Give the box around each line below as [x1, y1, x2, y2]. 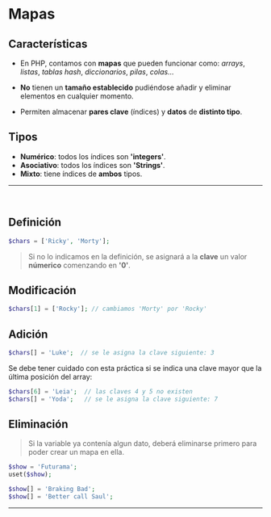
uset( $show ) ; [8, 470, 52, 479]
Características [8, 37, 88, 51]
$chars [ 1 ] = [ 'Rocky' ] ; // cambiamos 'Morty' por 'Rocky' [8, 305, 207, 313]
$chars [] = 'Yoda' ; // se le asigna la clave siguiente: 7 [8, 395, 219, 403]
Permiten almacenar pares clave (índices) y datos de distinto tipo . [19, 107, 243, 116]
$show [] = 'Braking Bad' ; [8, 485, 95, 494]
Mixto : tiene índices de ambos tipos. [19, 169, 143, 179]
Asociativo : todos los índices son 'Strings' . [19, 160, 165, 170]
